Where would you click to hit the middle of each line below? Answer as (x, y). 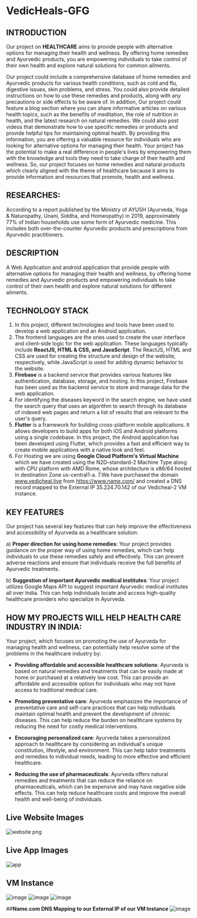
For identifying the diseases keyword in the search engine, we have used (103, 400)
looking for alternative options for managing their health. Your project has (95, 146)
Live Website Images (45, 818)
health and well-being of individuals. (59, 799)
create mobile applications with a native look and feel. (80, 450)
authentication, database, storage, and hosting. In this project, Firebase (101, 381)
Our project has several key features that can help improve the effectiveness (99, 526)
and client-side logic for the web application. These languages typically (101, 344)
